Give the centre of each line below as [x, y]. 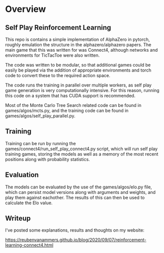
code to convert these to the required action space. [58, 75]
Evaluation [22, 175]
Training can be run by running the [41, 143]
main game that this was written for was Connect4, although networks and [82, 50]
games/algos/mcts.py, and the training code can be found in [67, 111]
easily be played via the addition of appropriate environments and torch [78, 70]
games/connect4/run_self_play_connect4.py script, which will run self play [82, 149]
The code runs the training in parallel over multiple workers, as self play [78, 85]
